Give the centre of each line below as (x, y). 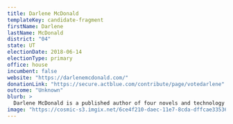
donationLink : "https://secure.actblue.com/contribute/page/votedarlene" (116, 84)
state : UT (21, 45)
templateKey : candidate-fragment (55, 20)
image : (17, 110)
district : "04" (29, 39)
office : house (28, 65)
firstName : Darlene (35, 26)
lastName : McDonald (35, 33)
